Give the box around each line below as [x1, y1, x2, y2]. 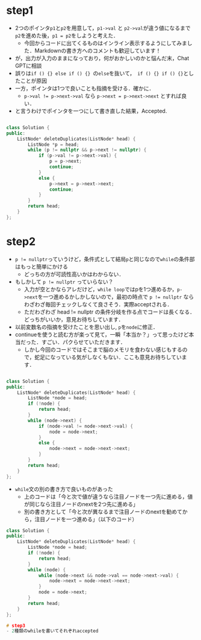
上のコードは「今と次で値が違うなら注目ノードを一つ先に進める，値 [23, 493, 193, 500]
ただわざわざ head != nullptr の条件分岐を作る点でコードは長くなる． [23, 308, 196, 315]
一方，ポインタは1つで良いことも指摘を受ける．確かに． [14, 84, 155, 92]
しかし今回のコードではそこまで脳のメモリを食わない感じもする [23, 346, 182, 353]
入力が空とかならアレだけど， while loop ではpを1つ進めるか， [23, 285, 178, 293]
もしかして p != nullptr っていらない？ [14, 278, 114, 285]
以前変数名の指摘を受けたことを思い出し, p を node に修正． [14, 323, 158, 331]
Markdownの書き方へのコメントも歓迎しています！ [34, 46, 161, 54]
